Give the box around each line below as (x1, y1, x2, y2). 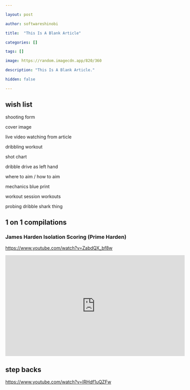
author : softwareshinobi (5, 21, 58, 26)
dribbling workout (5, 143, 43, 150)
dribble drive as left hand (5, 163, 58, 170)
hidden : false (5, 77, 36, 82)
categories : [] (5, 39, 38, 45)
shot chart (5, 153, 27, 159)
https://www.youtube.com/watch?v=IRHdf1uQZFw (5, 379, 112, 385)
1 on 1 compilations (5, 218, 67, 227)
